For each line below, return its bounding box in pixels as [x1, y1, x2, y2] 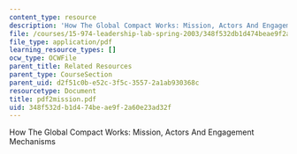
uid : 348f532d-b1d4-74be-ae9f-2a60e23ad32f [9, 103, 172, 112]
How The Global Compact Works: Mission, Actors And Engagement [9, 127, 255, 137]
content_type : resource [9, 12, 97, 22]
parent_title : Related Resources [9, 62, 133, 71]
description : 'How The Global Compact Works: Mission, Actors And [9, 21, 259, 30]
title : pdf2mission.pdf [9, 94, 97, 104]
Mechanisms [9, 136, 56, 147]
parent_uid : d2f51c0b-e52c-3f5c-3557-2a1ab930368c [9, 78, 200, 87]
